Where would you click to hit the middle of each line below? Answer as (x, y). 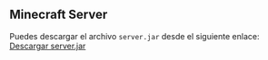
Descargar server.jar (48, 46)
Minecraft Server (59, 15)
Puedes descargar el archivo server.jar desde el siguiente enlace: (134, 36)
